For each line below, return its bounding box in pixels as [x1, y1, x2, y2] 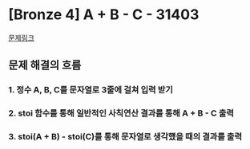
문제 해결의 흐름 [8, 58, 82, 73]
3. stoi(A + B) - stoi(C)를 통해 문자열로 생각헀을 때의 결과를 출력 [8, 131, 243, 143]
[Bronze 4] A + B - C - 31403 [8, 6, 200, 24]
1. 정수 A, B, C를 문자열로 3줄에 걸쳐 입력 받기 [8, 84, 174, 96]
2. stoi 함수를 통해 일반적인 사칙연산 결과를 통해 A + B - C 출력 [8, 108, 234, 119]
